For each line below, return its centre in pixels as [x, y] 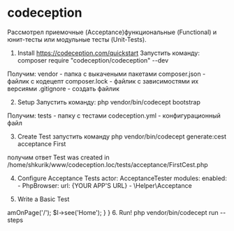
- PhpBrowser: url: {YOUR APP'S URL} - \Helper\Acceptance [104, 185]
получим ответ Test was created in [58, 157]
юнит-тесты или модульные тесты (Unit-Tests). [77, 39]
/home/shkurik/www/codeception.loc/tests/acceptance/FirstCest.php [108, 164]
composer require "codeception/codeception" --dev [93, 60]
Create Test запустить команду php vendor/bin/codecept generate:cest [122, 136]
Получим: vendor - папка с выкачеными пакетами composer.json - [107, 74]
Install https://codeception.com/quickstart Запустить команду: [109, 53]
